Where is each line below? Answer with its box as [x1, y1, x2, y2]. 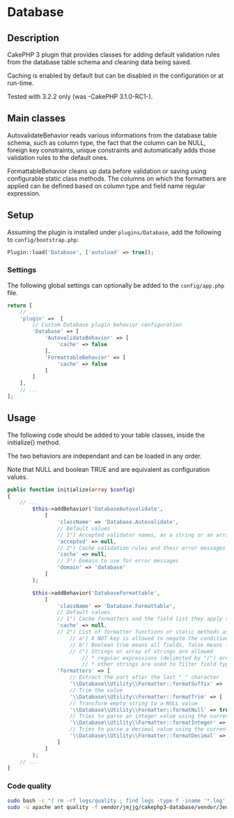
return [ [7, 302, 33, 309]
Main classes [7, 112, 66, 124]
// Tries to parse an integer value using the [69, 713, 208, 720]
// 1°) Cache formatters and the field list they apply [56, 616, 223, 623]
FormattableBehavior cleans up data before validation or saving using [7, 167, 207, 175]
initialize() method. [7, 438, 61, 447]
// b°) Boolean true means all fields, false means [69, 641, 223, 648]
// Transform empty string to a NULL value [69, 699, 198, 707]
